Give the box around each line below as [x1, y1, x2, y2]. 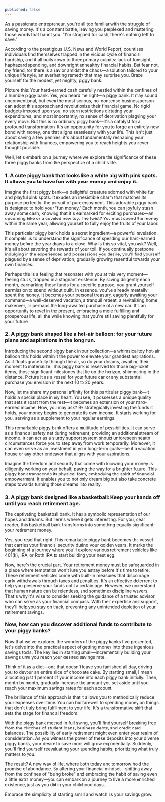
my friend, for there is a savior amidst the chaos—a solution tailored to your [5, 67, 158, 73]
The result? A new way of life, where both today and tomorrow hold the [5, 761, 149, 766]
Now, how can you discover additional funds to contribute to [5, 621, 152, 628]
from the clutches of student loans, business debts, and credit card [5, 725, 141, 730]
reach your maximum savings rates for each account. [5, 685, 113, 691]
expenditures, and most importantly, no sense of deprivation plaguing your [5, 113, 156, 119]
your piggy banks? [5, 627, 51, 634]
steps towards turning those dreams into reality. [5, 481, 102, 487]
